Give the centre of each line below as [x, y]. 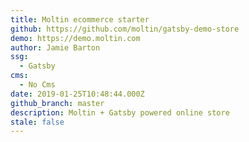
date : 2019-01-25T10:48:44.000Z [77, 94]
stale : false [37, 122]
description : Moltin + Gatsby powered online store [120, 112]
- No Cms [37, 85]
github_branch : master [57, 103]
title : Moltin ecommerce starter [80, 19]
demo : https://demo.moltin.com [75, 38]
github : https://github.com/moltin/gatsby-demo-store [125, 29]
